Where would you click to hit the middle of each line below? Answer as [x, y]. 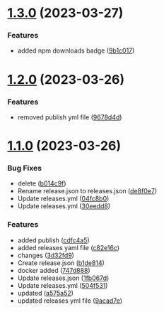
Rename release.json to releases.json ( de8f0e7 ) [87, 191]
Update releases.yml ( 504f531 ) [63, 285]
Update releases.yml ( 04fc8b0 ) [63, 199]
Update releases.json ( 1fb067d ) [63, 278]
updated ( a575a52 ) [46, 293]
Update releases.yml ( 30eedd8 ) [64, 206]
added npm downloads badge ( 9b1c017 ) [76, 50]
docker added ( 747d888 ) [54, 270]
